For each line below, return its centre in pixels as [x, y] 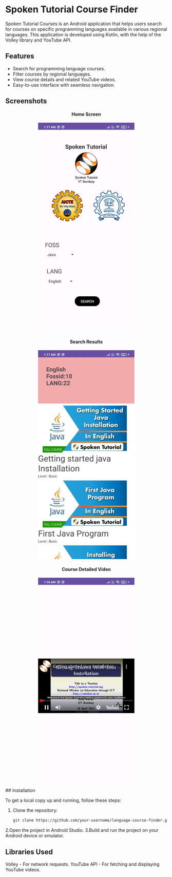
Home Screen [86, 114]
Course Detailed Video [86, 569]
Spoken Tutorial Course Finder [72, 9]
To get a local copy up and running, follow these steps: [63, 800]
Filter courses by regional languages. [52, 74]
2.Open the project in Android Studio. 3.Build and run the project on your [82, 830]
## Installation [20, 790]
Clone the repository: [35, 810]
